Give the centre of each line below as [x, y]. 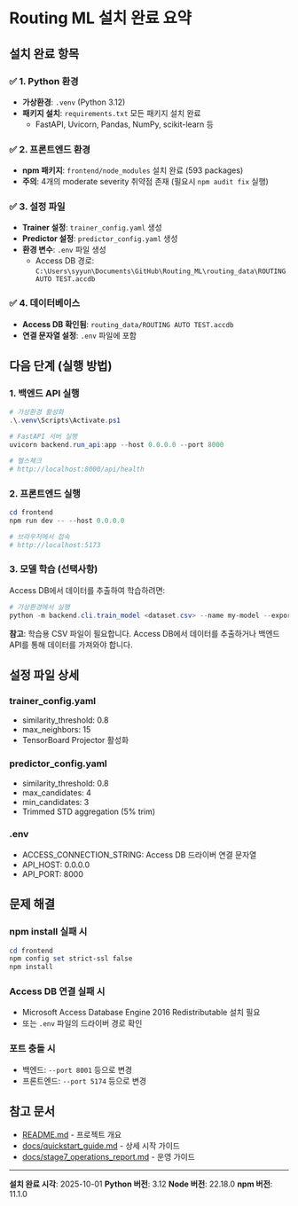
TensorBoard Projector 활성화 [75, 740]
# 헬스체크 [26, 461]
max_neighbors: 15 [56, 730]
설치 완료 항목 [44, 54]
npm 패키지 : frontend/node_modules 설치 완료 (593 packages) [133, 170]
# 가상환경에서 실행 [39, 607]
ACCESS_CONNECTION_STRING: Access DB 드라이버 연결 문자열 [139, 854]
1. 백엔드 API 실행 [44, 394]
